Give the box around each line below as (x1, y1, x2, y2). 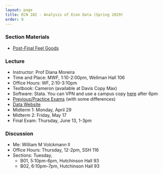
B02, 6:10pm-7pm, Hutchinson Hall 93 (20, 163, 100, 169)
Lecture (5, 58, 25, 65)
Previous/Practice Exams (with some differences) (12, 96, 116, 102)
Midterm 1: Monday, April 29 (12, 107, 72, 113)
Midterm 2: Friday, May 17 (12, 112, 67, 118)
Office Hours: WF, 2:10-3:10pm (12, 79, 77, 86)
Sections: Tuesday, (12, 152, 53, 158)
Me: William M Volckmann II (12, 142, 71, 148)
